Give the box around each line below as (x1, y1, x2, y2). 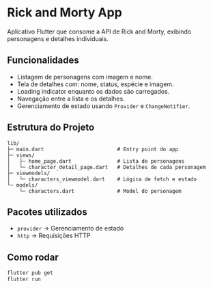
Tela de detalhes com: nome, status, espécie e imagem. (16, 80, 174, 88)
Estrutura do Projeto (7, 122, 95, 133)
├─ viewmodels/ (7, 170, 51, 176)
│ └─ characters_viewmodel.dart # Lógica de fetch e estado (7, 176, 197, 183)
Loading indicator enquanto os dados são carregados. (16, 87, 170, 95)
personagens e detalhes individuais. (7, 34, 109, 42)
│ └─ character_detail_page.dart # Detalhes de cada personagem (7, 163, 206, 170)
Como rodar (7, 251, 59, 263)
